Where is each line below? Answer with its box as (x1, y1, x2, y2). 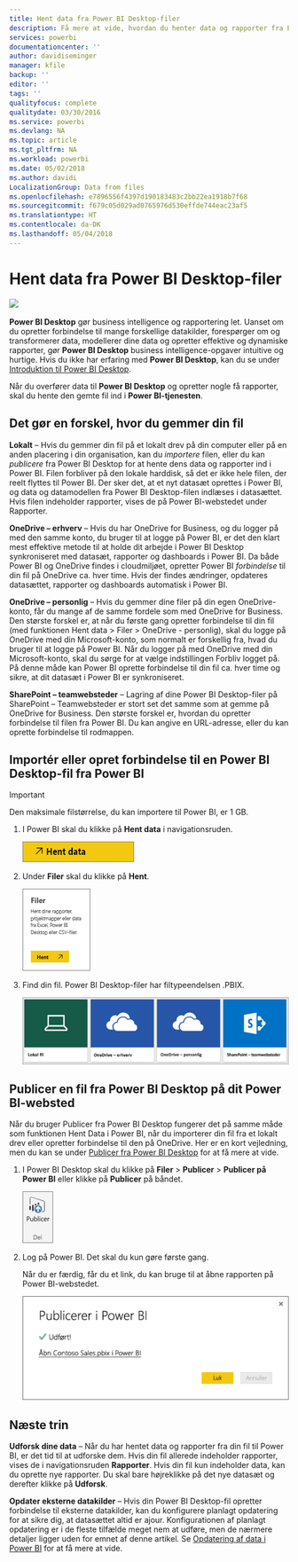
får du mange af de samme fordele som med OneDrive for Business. (34, 606, 284, 616)
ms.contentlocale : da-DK (9, 220, 101, 230)
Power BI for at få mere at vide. (9, 1543, 122, 1554)
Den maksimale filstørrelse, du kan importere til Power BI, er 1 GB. (9, 807, 249, 818)
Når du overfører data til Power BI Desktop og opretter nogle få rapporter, (9, 381, 279, 391)
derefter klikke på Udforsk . (9, 1479, 108, 1489)
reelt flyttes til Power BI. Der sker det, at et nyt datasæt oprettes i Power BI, (9, 477, 284, 488)
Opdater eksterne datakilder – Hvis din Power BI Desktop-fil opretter (9, 1495, 263, 1507)
